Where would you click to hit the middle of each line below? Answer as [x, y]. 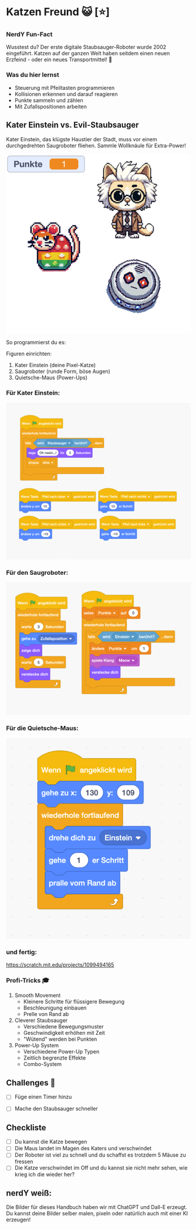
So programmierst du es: [36, 342]
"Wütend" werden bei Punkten [60, 1039]
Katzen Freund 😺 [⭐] [58, 12]
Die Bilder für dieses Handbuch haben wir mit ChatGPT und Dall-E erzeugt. [97, 1207]
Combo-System [42, 1064]
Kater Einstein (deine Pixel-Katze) [55, 365]
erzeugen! [18, 1220]
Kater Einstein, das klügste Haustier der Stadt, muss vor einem [82, 139]
